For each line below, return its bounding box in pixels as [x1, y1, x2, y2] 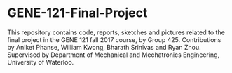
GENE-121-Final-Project [7, 5, 148, 21]
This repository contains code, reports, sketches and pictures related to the [7, 28, 226, 36]
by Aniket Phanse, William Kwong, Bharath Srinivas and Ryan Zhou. [7, 43, 201, 51]
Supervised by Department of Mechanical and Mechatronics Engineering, [7, 51, 220, 59]
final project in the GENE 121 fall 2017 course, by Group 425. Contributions [7, 35, 221, 44]
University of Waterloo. [7, 58, 74, 66]
